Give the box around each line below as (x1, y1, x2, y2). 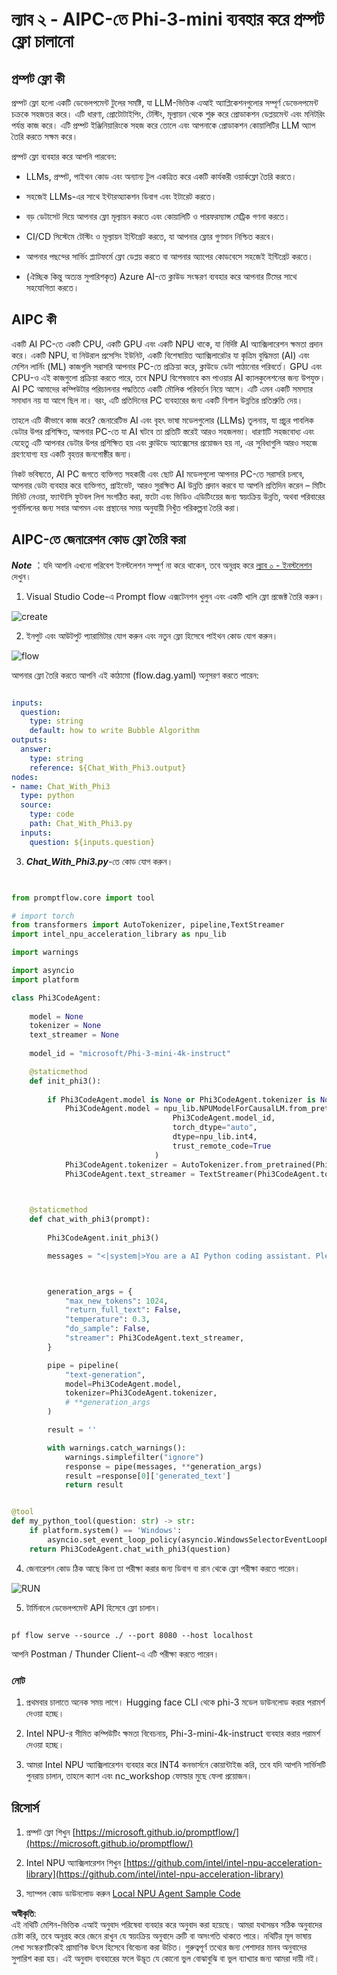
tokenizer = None (29, 1021, 102, 1031)
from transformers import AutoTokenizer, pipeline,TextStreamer (11, 920, 285, 930)
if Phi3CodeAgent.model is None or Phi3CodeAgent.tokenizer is (47, 1094, 316, 1105)
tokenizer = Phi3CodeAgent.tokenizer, (64, 1388, 218, 1398)
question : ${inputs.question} (29, 837, 156, 847)
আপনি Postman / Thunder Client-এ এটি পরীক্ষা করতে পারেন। (11, 1648, 220, 1660)
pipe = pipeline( (47, 1360, 119, 1370)
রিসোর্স (11, 1799, 39, 1817)
